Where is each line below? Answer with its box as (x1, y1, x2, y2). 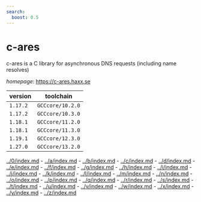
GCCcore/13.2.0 (37, 143, 80, 150)
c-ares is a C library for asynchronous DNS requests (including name (6, 60, 177, 67)
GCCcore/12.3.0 (37, 135, 80, 142)
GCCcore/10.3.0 (37, 110, 80, 117)
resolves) (6, 67, 29, 74)
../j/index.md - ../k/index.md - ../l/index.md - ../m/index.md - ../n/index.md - (6, 170, 193, 177)
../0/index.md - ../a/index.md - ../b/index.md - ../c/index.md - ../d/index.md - (6, 157, 196, 165)
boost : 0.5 (11, 14, 39, 20)
